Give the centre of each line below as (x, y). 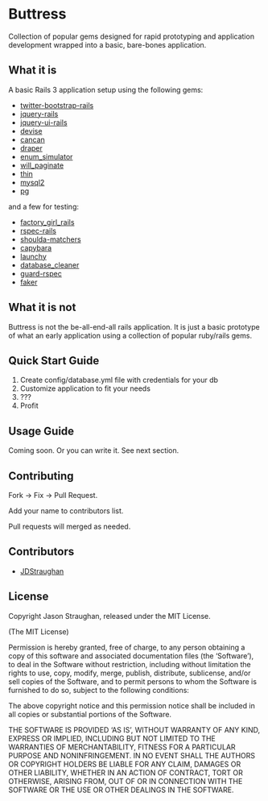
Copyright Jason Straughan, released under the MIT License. (109, 616)
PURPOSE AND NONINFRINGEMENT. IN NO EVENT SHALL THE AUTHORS (132, 755)
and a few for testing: (43, 206)
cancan (33, 139)
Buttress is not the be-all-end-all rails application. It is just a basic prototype (134, 326)
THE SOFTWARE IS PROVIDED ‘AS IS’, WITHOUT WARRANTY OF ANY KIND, (134, 729)
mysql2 (32, 182)
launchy (33, 256)
